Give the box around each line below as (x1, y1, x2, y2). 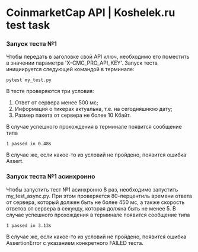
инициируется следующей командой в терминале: (6, 66, 135, 73)
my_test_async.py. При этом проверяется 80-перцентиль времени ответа (6, 192, 193, 199)
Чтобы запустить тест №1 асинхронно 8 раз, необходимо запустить (6, 186, 178, 193)
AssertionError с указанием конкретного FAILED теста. (6, 239, 144, 246)
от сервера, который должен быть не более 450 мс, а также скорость (6, 199, 185, 206)
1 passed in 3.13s (6, 222, 52, 228)
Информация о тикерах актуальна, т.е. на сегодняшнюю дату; (14, 106, 173, 113)
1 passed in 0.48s (6, 141, 52, 147)
